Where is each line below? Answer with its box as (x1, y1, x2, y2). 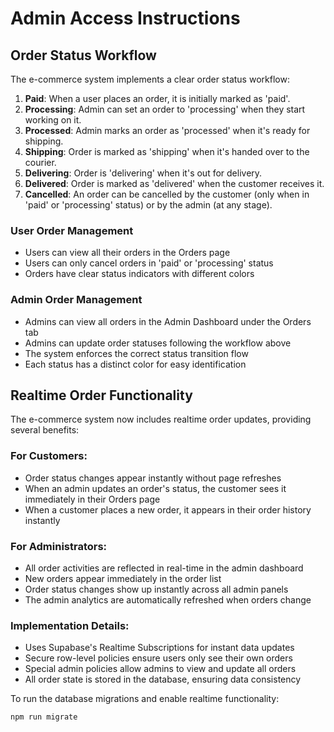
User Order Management (10, 223, 134, 237)
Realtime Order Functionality (10, 387, 193, 404)
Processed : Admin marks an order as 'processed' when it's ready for (24, 125, 311, 136)
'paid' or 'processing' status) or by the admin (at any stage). (24, 199, 273, 211)
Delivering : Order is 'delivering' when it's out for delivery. (24, 167, 263, 179)
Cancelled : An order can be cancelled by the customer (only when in (24, 188, 310, 200)
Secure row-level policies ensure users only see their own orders (24, 652, 293, 664)
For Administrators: (10, 539, 108, 553)
